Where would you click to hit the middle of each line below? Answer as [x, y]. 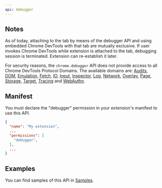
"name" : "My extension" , [34, 126]
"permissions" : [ [27, 135]
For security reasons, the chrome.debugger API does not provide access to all [81, 65]
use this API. [17, 113]
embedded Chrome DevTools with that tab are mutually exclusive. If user [77, 46]
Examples [20, 168]
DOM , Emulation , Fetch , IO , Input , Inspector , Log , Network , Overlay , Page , [78, 76]
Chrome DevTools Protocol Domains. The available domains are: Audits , [77, 71]
